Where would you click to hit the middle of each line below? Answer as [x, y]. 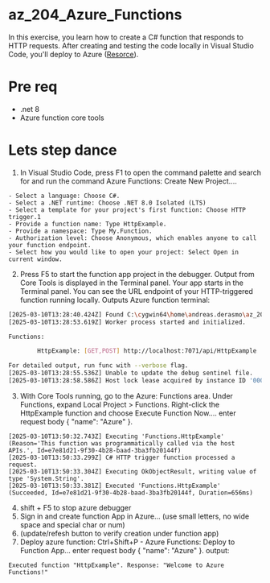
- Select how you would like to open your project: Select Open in [124, 252]
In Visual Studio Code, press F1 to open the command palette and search [140, 172]
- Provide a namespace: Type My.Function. [80, 231]
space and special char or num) [73, 524]
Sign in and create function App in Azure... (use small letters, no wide [135, 516]
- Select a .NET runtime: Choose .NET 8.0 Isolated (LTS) [107, 203]
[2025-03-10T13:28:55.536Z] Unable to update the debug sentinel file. [131, 373]
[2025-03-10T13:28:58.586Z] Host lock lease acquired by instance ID [127, 381]
